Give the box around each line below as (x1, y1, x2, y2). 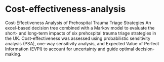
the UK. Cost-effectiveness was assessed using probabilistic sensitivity (5, 35, 151, 41)
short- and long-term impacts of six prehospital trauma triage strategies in (5, 30, 157, 36)
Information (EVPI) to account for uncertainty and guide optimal (5, 46, 134, 52)
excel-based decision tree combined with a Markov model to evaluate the (5, 25, 155, 31)
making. (5, 51, 22, 57)
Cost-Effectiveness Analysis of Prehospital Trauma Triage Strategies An (5, 20, 152, 26)
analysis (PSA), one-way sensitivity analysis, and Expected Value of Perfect (5, 40, 160, 46)
